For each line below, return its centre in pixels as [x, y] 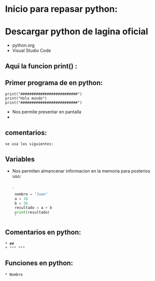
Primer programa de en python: [54, 83]
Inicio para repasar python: [61, 9]
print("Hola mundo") [26, 99]
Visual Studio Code [32, 51]
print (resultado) [32, 212]
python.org [23, 45]
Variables [20, 159]
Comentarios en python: [43, 232]
